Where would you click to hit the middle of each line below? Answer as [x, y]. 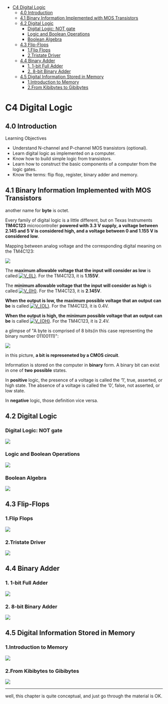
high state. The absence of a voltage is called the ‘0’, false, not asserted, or [82, 385]
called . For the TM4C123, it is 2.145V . [53, 290]
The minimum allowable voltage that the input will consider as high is [78, 285]
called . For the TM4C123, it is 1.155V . [52, 275]
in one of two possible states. [36, 370]
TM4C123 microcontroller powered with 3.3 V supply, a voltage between [82, 225]
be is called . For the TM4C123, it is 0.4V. [57, 306]
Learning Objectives [26, 138]
